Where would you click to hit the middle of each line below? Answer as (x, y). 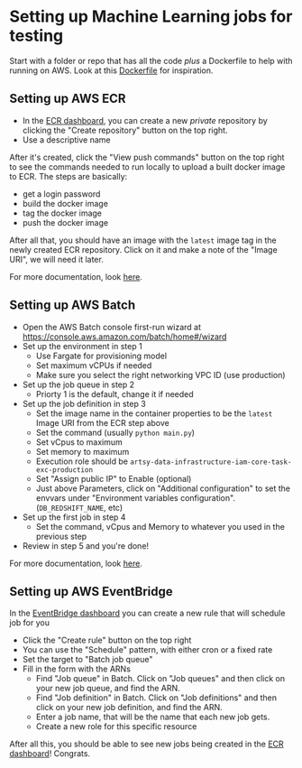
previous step (61, 536)
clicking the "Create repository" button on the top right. (125, 130)
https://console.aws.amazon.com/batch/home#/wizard (124, 337)
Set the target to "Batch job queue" (87, 660)
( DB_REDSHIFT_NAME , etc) (79, 507)
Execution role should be (82, 461)
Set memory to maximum (82, 451)
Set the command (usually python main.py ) (115, 432)
